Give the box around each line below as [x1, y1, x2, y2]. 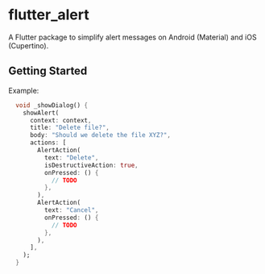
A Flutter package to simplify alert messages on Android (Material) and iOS [8, 32, 257, 42]
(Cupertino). [8, 40, 49, 50]
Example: [8, 85, 39, 95]
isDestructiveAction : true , [43, 161, 139, 169]
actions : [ [29, 139, 67, 147]
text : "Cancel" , [43, 206, 99, 214]
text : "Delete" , [43, 153, 99, 162]
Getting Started [8, 64, 88, 78]
